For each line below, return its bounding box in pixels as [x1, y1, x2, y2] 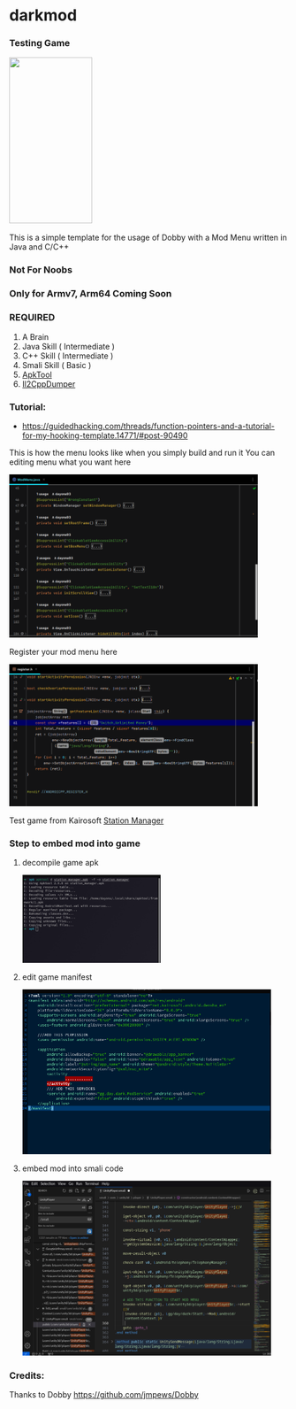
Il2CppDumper [21, 378, 76, 389]
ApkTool [21, 369, 53, 380]
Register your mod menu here [9, 646, 118, 657]
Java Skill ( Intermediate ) [21, 341, 115, 351]
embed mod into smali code [21, 1163, 124, 1174]
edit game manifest [21, 972, 93, 982]
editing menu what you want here [9, 457, 131, 467]
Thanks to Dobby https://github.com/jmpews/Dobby [9, 1390, 199, 1400]
